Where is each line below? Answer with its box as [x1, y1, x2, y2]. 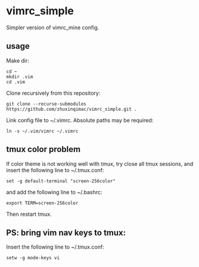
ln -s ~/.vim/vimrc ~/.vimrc [6, 128, 79, 134]
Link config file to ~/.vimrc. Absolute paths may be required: [6, 116, 154, 123]
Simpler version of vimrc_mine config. [6, 24, 99, 31]
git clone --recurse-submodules [6, 101, 86, 107]
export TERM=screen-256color [6, 200, 79, 206]
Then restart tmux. [6, 210, 52, 218]
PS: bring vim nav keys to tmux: [6, 228, 126, 238]
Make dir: [6, 57, 30, 64]
